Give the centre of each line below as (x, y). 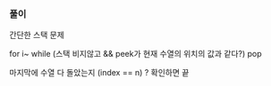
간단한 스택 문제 (37, 35)
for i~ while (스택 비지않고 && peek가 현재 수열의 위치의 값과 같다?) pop (135, 54)
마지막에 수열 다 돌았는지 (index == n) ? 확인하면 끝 (99, 73)
